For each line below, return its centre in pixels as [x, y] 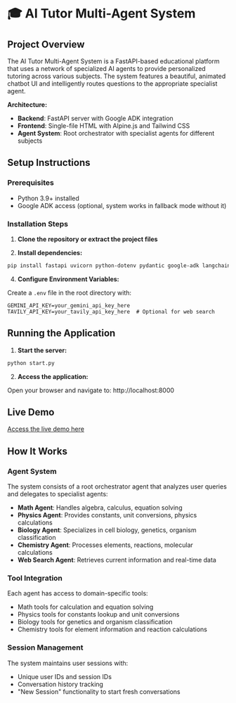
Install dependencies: [50, 252]
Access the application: [53, 376]
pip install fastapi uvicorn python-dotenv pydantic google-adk [103, 265]
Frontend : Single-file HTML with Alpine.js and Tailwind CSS [104, 126]
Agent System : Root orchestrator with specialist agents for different [116, 133]
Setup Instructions [49, 163]
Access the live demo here [46, 429]
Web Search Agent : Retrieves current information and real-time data [117, 560]
